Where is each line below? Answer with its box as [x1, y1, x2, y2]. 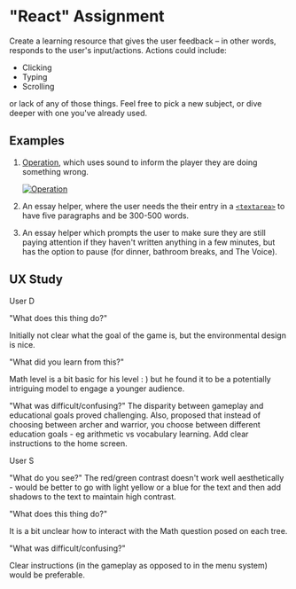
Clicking [21, 62, 52, 73]
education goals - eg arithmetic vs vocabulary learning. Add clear [9, 428, 249, 439]
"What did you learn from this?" [9, 357, 125, 367]
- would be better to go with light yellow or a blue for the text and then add [9, 482, 282, 492]
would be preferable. [9, 569, 86, 580]
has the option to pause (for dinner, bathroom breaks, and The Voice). [21, 246, 277, 256]
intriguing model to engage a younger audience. [9, 383, 185, 394]
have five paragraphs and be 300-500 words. [21, 210, 189, 221]
